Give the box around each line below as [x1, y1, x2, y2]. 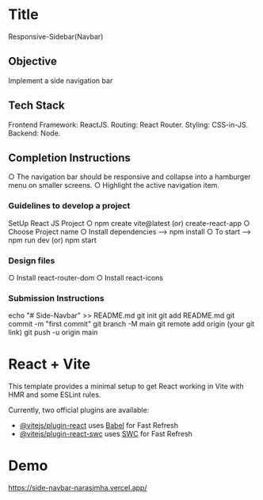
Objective [8, 55, 58, 68]
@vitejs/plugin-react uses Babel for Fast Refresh [19, 421, 179, 430]
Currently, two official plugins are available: [8, 406, 150, 415]
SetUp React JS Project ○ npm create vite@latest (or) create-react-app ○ [8, 218, 250, 227]
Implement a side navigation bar [8, 75, 113, 85]
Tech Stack [8, 99, 65, 113]
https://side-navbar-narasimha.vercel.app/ [8, 483, 147, 493]
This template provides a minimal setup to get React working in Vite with [8, 382, 244, 391]
